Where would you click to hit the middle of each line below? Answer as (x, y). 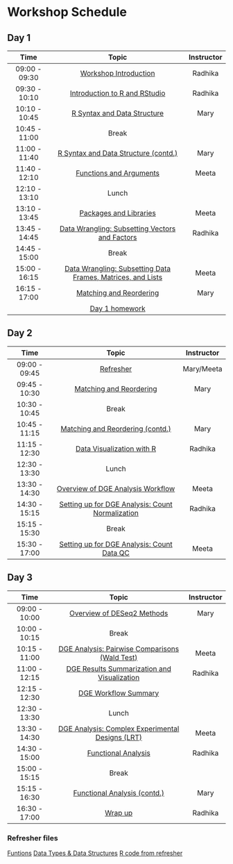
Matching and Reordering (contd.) (116, 429)
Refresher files (33, 838)
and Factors (118, 237)
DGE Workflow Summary (119, 693)
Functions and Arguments (118, 173)
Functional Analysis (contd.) (119, 792)
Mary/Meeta (202, 369)
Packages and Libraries (118, 213)
